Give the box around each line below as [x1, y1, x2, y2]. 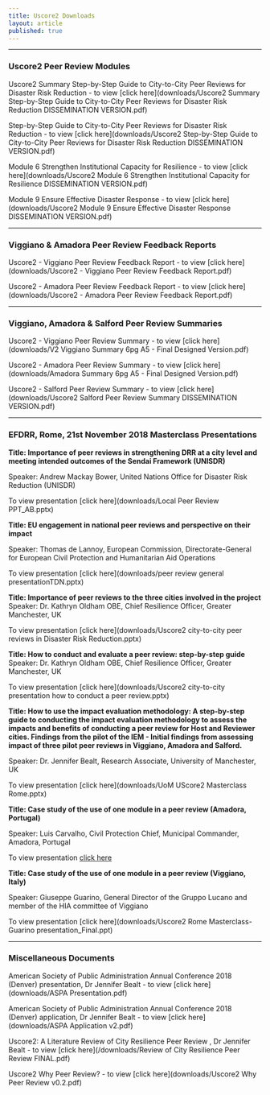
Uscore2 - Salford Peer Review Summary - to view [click [8, 384, 195, 395]
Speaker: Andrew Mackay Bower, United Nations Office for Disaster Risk [8, 472, 247, 481]
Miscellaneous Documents [8, 952, 115, 964]
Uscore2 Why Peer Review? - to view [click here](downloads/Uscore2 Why [8, 1068, 257, 1079]
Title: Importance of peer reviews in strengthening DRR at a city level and [8, 448, 258, 457]
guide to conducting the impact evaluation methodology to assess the [8, 714, 247, 725]
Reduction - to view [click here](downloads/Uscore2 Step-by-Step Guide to [8, 129, 259, 138]
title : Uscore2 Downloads [8, 11, 95, 20]
